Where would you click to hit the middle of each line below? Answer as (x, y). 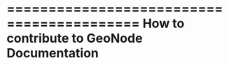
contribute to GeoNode (75, 38)
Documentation (53, 53)
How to (164, 23)
